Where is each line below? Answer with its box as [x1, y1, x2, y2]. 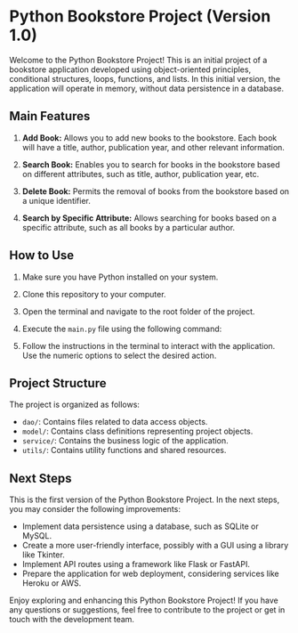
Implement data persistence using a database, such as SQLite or [21, 521, 260, 532]
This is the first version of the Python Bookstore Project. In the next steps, [9, 494, 280, 505]
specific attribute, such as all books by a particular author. [21, 222, 236, 232]
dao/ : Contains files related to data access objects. [21, 417, 208, 427]
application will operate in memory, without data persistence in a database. [9, 83, 285, 93]
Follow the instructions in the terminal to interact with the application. [21, 340, 276, 351]
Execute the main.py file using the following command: [21, 323, 222, 334]
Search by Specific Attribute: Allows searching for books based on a [21, 212, 278, 223]
